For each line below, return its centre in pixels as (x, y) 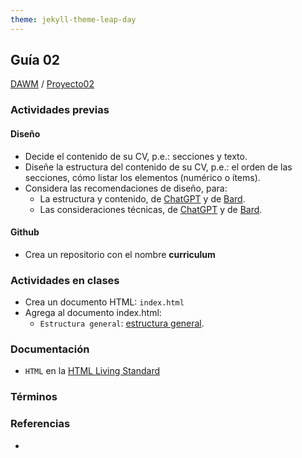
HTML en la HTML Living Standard (92, 371)
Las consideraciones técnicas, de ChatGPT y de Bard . (151, 209)
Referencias (40, 424)
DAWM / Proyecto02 (52, 84)
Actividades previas (60, 110)
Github (25, 232)
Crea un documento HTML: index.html (104, 302)
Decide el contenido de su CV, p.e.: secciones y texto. (136, 156)
